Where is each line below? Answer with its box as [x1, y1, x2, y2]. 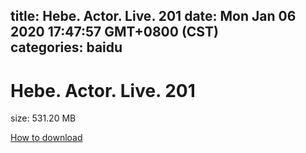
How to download [10, 132, 83, 144]
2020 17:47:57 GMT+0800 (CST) [10, 24, 219, 41]
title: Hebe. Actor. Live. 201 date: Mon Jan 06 [10, 8, 297, 25]
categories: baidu [10, 39, 123, 56]
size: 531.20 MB [10, 112, 77, 124]
